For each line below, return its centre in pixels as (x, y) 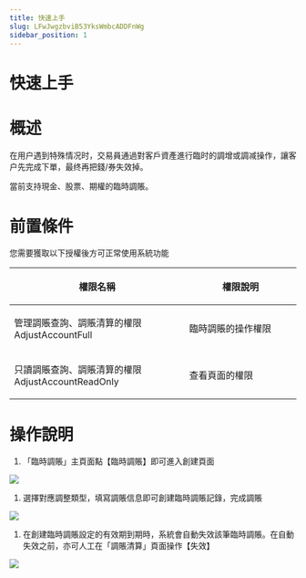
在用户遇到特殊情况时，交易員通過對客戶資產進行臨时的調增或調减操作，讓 (149, 155)
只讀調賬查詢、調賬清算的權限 (78, 370)
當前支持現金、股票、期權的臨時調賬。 (81, 186)
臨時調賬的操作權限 (230, 329)
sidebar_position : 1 (49, 35)
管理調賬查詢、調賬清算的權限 (78, 323)
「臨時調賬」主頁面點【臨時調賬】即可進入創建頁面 (118, 461)
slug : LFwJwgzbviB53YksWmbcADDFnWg (77, 26)
